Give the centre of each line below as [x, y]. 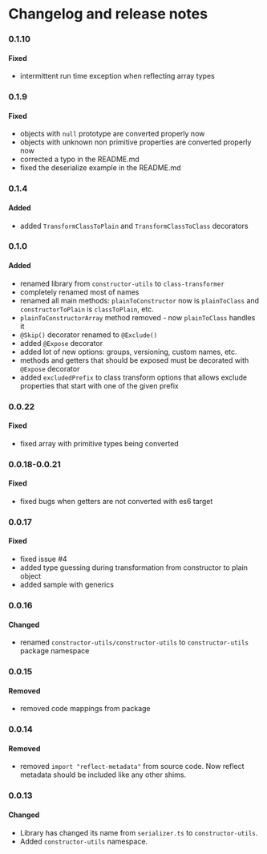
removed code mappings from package [85, 709]
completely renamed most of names [79, 292]
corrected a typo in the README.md [80, 159]
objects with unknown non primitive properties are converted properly [136, 142]
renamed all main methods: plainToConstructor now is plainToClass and [139, 300]
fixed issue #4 [43, 559]
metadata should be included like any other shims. [103, 775]
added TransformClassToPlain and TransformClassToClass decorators [134, 226]
